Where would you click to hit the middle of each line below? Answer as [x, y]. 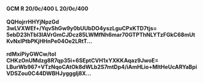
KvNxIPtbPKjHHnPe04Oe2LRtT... [49, 41]
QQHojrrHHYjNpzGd [33, 22]
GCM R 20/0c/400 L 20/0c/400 [47, 8]
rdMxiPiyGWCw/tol [31, 54]
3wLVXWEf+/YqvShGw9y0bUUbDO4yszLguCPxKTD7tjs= [82, 28]
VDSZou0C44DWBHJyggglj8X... [49, 73]
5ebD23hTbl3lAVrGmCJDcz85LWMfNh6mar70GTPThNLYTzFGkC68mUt [101, 35]
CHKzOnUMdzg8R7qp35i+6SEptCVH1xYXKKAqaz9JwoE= [83, 61]
